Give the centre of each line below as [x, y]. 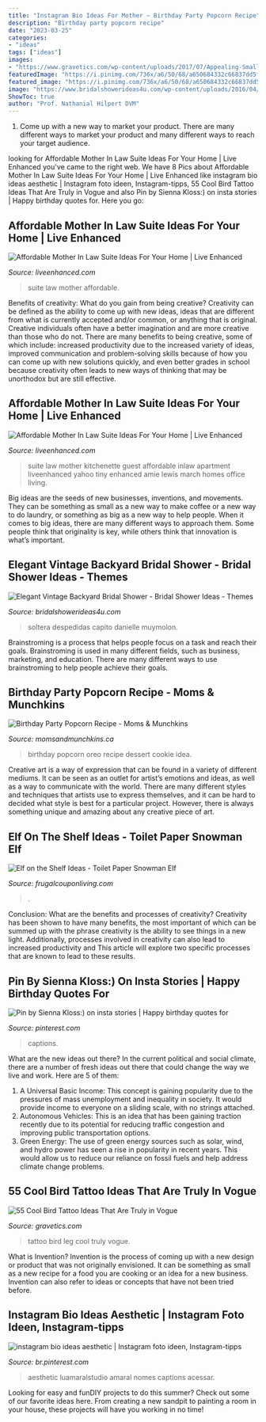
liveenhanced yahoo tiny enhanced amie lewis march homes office [136, 474]
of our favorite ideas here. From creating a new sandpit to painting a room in [133, 1401]
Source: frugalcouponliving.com [61, 884]
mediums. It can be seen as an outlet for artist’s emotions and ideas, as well [131, 778]
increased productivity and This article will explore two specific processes [129, 948]
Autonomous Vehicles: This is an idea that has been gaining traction [130, 1116]
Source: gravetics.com [45, 1226]
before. [20, 1290]
